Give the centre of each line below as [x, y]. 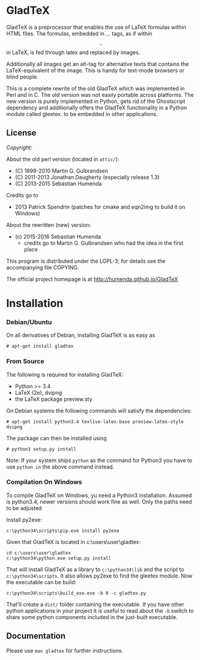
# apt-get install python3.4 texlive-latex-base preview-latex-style [95, 422]
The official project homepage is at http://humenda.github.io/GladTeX [92, 279]
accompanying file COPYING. [43, 267]
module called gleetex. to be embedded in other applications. [82, 114]
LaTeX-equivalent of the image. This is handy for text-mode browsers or [95, 70]
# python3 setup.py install [41, 449]
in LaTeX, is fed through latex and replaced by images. [73, 52]
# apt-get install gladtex [40, 347]
